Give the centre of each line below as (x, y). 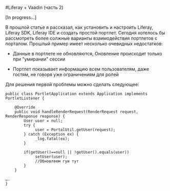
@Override (25, 107)
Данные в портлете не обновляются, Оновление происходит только (87, 54)
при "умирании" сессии (39, 59)
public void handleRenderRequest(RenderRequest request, (77, 112)
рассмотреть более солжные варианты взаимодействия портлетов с (81, 38)
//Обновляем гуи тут (57, 161)
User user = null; (43, 121)
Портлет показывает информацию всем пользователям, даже (81, 69)
